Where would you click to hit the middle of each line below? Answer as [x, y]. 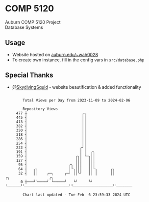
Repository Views [40, 109]
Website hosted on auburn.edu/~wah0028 [55, 54]
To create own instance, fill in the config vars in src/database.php [78, 60]
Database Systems [24, 27]
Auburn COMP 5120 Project [33, 22]
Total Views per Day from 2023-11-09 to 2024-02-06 [77, 100]
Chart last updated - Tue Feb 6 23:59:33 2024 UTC [77, 195]
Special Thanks [29, 75]
